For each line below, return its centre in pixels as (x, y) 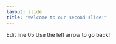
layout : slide (24, 12)
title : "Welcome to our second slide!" (57, 17)
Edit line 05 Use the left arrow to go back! (58, 34)
